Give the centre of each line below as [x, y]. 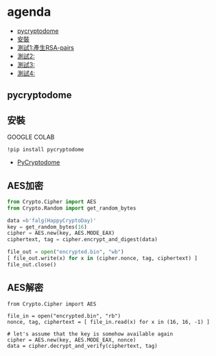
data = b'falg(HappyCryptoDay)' [52, 220]
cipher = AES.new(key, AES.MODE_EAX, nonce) [72, 340]
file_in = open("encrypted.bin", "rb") [64, 316]
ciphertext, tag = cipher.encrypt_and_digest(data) [82, 240]
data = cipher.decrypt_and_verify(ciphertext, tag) [82, 346]
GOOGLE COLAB [31, 137]
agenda [29, 12]
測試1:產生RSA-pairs [45, 47]
